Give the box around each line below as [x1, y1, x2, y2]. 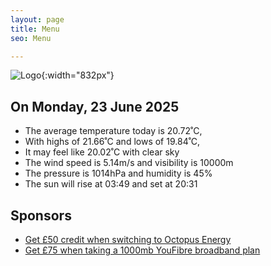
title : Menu [10, 24, 60, 34]
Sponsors [10, 207, 72, 224]
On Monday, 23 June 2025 [10, 98, 180, 115]
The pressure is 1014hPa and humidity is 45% [24, 167, 213, 180]
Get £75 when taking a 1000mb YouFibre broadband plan [24, 244, 261, 256]
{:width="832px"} [41, 69, 115, 81]
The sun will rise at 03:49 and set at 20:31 [24, 178, 198, 190]
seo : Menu [10, 33, 52, 43]
